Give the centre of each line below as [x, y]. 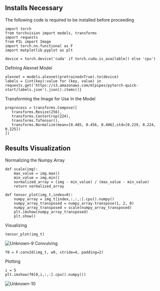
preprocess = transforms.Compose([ [41, 108]
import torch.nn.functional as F [39, 46]
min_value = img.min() [37, 178]
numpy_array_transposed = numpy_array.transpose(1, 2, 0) [74, 203]
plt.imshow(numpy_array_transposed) [51, 212]
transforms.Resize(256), [37, 112]
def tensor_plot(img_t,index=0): [39, 195]
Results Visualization [38, 148]
